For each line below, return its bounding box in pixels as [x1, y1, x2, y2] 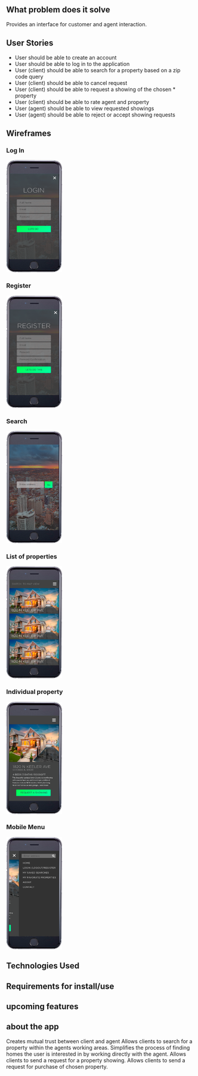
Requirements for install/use [6, 981, 115, 991]
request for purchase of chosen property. [6, 1063, 109, 1070]
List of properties [6, 552, 58, 561]
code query [14, 73, 44, 80]
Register [6, 282, 32, 290]
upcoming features [6, 1001, 79, 1011]
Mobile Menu [6, 823, 45, 832]
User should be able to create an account [14, 54, 117, 61]
